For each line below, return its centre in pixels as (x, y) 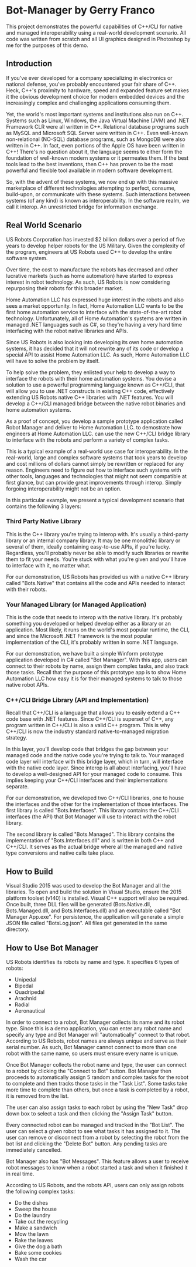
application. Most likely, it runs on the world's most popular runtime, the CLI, (98, 630)
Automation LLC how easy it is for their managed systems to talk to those (94, 678)
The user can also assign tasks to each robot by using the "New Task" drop (97, 1107)
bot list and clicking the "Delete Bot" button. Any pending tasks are (87, 1144)
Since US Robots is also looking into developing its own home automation (94, 342)
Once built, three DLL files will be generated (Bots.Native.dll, (79, 905)
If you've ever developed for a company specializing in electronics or (89, 78)
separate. (18, 787)
